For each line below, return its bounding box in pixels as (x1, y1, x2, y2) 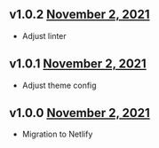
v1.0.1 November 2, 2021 (9, 57, 147, 72)
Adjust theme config (21, 80, 97, 90)
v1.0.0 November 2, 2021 (9, 105, 151, 121)
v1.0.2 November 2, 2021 (9, 7, 150, 22)
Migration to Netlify (21, 129, 93, 140)
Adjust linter (21, 30, 67, 41)
